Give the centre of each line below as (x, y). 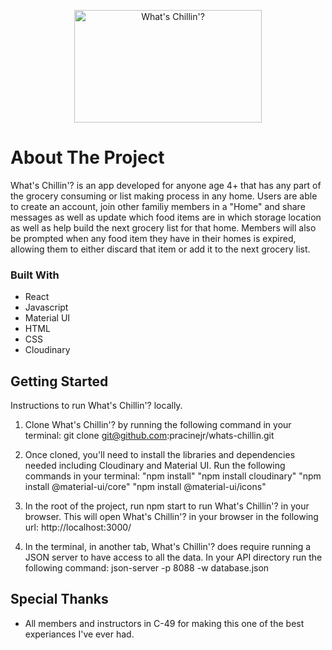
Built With (35, 275)
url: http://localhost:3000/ (78, 527)
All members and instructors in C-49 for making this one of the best (164, 623)
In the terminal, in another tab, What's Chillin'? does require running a (168, 547)
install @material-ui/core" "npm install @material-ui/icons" (145, 487)
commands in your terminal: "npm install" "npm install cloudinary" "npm (173, 476)
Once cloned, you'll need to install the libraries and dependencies (160, 455)
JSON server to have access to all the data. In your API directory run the (173, 557)
